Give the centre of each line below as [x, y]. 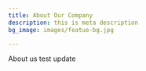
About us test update [42, 59]
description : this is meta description [73, 23]
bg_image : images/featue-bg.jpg [61, 30]
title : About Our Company [50, 15]
